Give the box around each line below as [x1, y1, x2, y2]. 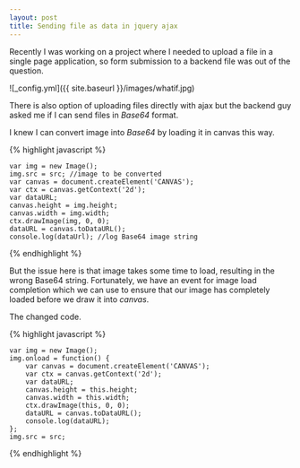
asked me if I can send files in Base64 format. [9, 109, 179, 120]
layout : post [9, 13, 58, 22]
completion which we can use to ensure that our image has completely [9, 284, 270, 295]
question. [9, 65, 45, 76]
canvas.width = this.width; [25, 393, 130, 402]
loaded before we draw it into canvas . [9, 293, 150, 305]
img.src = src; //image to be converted [9, 169, 163, 178]
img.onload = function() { [9, 353, 110, 363]
